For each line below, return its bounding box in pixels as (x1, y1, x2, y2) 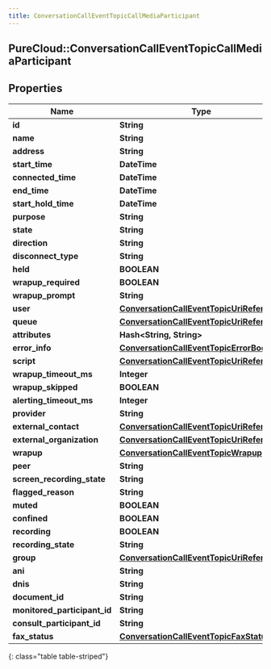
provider (12, 408, 46, 419)
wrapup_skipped (12, 381, 78, 392)
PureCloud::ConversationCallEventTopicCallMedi (8, 42, 262, 56)
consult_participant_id (12, 617, 101, 629)
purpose (12, 211, 46, 222)
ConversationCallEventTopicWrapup (119, 447, 262, 458)
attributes (12, 328, 51, 340)
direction (12, 237, 48, 249)
